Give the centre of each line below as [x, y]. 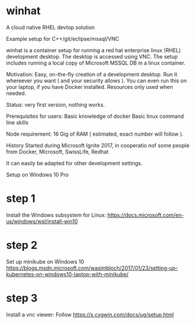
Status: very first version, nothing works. [56, 104]
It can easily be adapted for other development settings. [74, 163]
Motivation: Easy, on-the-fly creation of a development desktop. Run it [92, 74]
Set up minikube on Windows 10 [45, 261]
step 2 [22, 246]
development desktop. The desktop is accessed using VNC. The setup [92, 56]
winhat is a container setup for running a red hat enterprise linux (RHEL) [94, 50]
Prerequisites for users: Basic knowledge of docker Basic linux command [95, 116]
